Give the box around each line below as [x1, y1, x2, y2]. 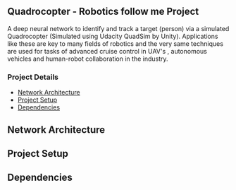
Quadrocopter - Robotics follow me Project [7, 6, 199, 18]
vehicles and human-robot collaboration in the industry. [7, 54, 168, 63]
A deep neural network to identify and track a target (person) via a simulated [7, 24, 230, 32]
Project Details [7, 72, 58, 82]
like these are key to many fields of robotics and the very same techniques [7, 39, 224, 48]
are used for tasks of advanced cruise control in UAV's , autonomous [7, 47, 208, 55]
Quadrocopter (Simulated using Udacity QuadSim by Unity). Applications [7, 32, 218, 40]
